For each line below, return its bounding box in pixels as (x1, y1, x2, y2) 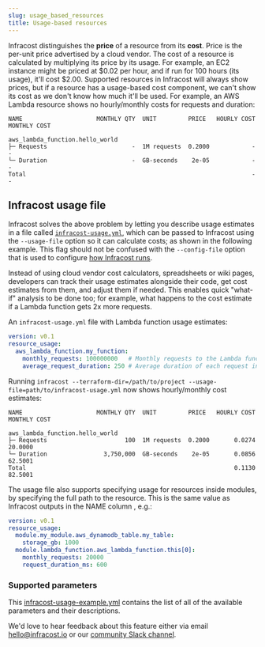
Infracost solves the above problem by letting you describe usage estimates (8, 219, 255, 229)
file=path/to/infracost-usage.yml (8, 386, 122, 394)
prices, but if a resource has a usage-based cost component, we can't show (8, 82, 256, 92)
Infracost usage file (8, 199, 106, 212)
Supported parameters (8, 579, 98, 590)
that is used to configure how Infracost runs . (8, 253, 153, 263)
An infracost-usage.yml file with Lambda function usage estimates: (8, 317, 228, 327)
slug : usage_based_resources (8, 11, 104, 20)
